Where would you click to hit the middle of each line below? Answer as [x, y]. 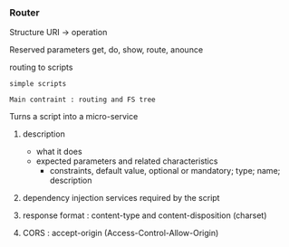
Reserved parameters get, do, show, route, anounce [106, 50]
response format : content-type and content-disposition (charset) [144, 215]
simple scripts [38, 84]
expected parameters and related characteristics [127, 161]
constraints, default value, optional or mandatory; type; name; [165, 171]
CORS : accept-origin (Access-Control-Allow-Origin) [120, 233]
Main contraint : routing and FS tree [82, 100]
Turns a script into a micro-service [74, 117]
